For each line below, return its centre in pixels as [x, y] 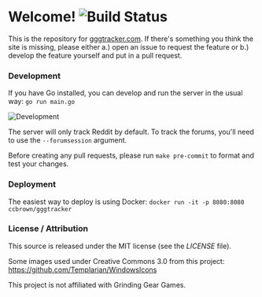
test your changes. [39, 164]
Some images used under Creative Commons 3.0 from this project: [116, 261]
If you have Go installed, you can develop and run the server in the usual [125, 93]
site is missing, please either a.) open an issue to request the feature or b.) [129, 46]
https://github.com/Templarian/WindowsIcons [83, 269]
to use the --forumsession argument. [68, 140]
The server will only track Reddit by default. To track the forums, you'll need [131, 132]
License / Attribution [48, 228]
